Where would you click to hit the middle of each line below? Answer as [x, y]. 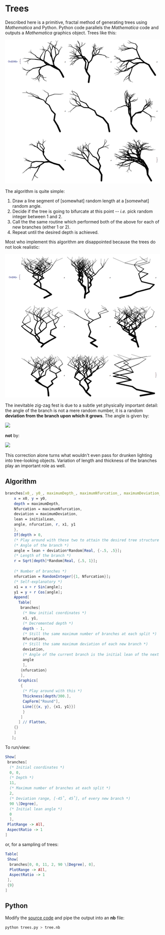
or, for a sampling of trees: [32, 844]
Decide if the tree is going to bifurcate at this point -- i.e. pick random [82, 211]
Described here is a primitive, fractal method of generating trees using [76, 22]
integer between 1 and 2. [37, 216]
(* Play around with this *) [53, 691]
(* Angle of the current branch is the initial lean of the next [91, 655]
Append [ [22, 598]
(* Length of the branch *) [42, 556]
